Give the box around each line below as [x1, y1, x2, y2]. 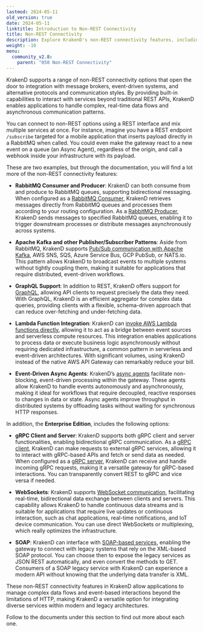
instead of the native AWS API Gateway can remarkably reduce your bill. [14, 358, 195, 366]
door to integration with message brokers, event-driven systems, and [6, 82, 179, 89]
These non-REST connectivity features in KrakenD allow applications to [6, 582, 184, 590]
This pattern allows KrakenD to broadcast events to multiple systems [14, 257, 187, 265]
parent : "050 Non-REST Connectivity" [17, 59, 112, 65]
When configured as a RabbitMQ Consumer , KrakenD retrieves [14, 195, 171, 202]
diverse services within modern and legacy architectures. [6, 602, 149, 609]
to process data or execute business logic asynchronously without [14, 339, 181, 346]
